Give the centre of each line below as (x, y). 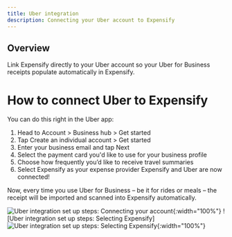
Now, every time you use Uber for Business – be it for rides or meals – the (112, 191)
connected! (34, 177)
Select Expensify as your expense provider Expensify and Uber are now (120, 170)
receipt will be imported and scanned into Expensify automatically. (102, 197)
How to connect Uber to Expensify (108, 100)
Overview (29, 48)
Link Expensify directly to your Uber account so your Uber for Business (109, 65)
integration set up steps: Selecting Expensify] (90, 218)
